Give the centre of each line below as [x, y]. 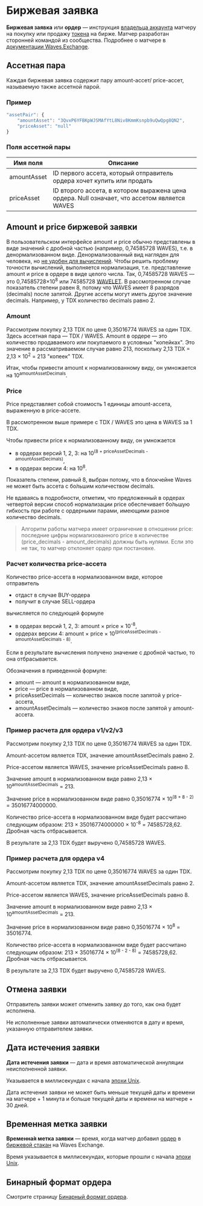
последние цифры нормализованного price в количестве [95, 536]
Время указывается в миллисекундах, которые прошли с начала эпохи [99, 1157]
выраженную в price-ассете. [43, 411]
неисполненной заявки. [37, 1069]
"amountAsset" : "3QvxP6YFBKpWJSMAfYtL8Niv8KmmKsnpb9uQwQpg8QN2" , [101, 120]
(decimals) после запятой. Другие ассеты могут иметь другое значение [99, 294]
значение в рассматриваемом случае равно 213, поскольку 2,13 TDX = [98, 349]
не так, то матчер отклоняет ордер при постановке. [88, 548]
